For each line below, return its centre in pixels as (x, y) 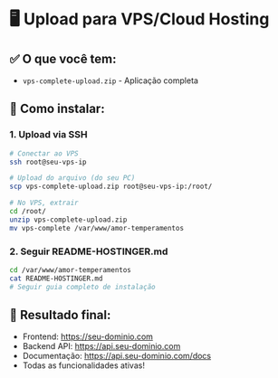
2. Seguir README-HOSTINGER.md (89, 251)
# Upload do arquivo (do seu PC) (72, 178)
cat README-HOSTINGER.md (56, 279)
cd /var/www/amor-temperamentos (70, 269)
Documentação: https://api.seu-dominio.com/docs (117, 356)
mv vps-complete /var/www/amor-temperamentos (96, 228)
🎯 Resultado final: (60, 315)
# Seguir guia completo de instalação (82, 287)
